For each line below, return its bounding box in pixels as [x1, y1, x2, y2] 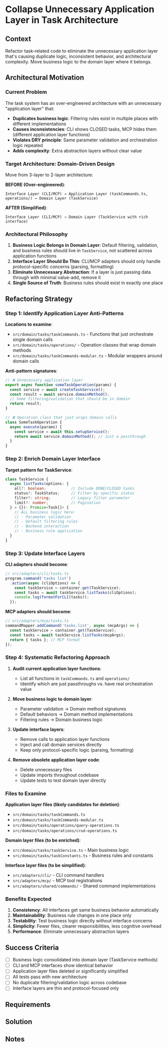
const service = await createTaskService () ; [10, 387, 105, 392]
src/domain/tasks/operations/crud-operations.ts [12, 829, 117, 834]
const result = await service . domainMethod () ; [10, 392, 110, 397]
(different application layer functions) [12, 131, 90, 137]
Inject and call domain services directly [20, 741, 102, 747]
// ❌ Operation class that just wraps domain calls [5, 415, 117, 420]
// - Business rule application [14, 529, 82, 534]
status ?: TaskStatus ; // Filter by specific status [14, 491, 135, 496]
